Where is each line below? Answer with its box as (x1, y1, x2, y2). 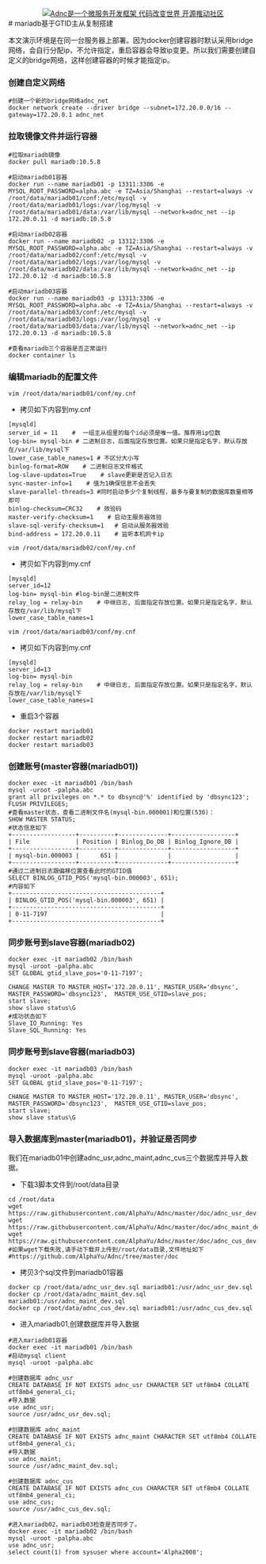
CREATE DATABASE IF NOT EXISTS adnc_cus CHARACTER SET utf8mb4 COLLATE (8, 1485, 249, 1493)
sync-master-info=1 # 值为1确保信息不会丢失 (8, 480, 156, 487)
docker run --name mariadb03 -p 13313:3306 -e (8, 294, 165, 302)
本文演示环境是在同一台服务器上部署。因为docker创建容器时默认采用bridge (8, 36, 253, 44)
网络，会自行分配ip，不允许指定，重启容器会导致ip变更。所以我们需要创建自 (8, 45, 256, 55)
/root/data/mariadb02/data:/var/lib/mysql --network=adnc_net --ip (8, 265, 236, 273)
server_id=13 (8, 665, 51, 673)
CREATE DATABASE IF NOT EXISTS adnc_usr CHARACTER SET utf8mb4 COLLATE (8, 1381, 249, 1389)
